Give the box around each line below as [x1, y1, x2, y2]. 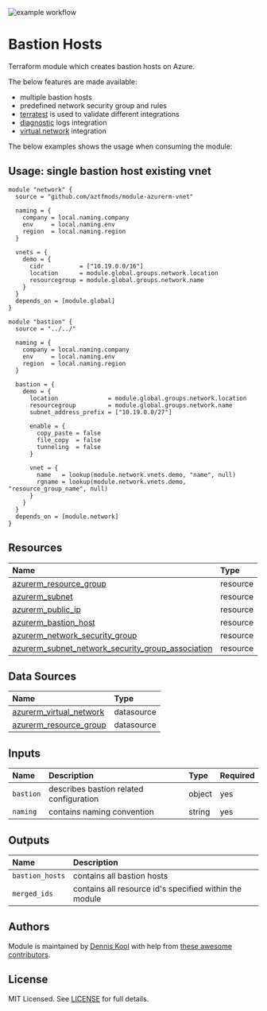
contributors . [8, 950, 51, 959]
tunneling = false [37, 443, 102, 451]
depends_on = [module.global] [15, 296, 115, 305]
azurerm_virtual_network [12, 707, 105, 718]
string [188, 807, 211, 818]
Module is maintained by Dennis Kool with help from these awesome [8, 941, 233, 951]
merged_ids [12, 889, 53, 898]
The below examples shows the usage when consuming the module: [8, 141, 233, 151]
